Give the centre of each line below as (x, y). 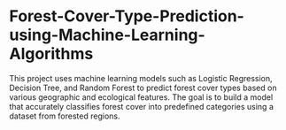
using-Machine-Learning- (107, 35)
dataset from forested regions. (65, 116)
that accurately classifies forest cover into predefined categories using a (142, 106)
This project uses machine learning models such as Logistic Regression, (141, 78)
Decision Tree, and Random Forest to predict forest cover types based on (143, 88)
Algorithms (51, 54)
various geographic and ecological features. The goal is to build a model (141, 97)
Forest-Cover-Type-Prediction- (127, 16)
